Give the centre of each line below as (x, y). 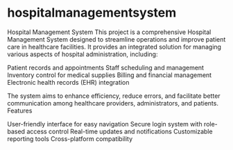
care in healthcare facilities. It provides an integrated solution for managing (114, 47)
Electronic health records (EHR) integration (68, 82)
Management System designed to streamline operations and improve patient (116, 39)
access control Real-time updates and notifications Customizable (120, 131)
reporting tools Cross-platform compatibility (70, 139)
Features (20, 110)
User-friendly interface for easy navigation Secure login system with (105, 124)
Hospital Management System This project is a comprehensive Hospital (109, 32)
